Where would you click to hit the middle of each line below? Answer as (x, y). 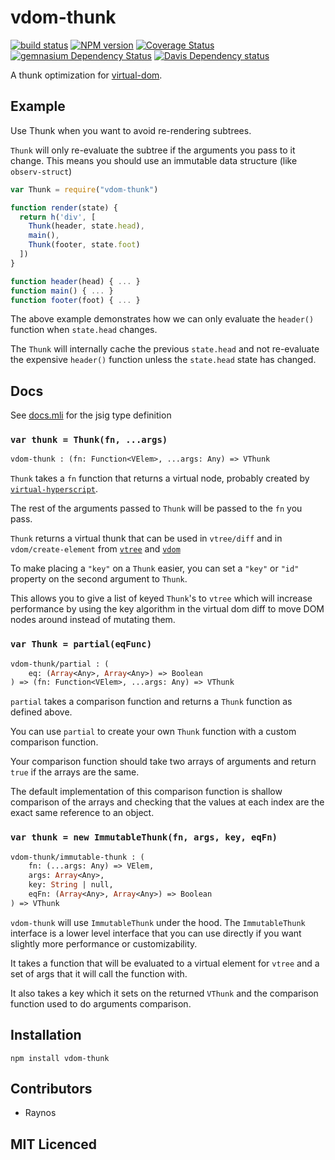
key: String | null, (71, 885)
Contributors (51, 1089)
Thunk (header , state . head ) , (86, 226)
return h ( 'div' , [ (58, 217)
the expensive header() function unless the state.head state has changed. (163, 360)
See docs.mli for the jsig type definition (91, 415)
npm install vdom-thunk (60, 1058)
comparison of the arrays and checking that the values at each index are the (167, 802)
